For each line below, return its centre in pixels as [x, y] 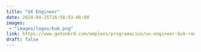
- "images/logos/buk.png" [41, 28]
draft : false [22, 39]
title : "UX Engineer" [33, 12]
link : [13, 34]
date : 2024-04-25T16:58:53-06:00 [48, 17]
